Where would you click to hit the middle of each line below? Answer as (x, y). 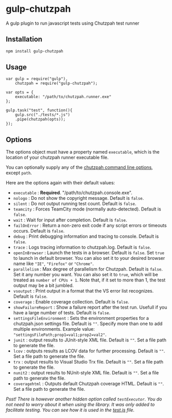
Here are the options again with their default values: (60, 183)
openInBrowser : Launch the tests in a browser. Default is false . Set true (89, 253)
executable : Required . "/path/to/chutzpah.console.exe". (73, 193)
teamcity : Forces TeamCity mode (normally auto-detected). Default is (87, 209)
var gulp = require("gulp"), (37, 79)
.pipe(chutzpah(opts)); (40, 119)
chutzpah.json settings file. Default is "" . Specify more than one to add (88, 324)
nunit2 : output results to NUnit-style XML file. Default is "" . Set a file (86, 373)
